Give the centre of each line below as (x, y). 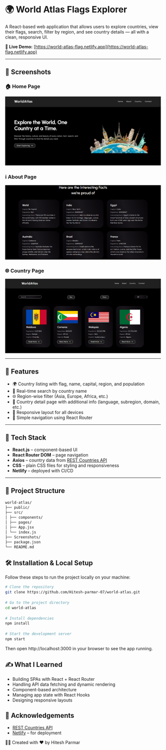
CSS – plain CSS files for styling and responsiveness (66, 465)
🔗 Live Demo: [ (20, 46)
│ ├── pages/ (19, 522)
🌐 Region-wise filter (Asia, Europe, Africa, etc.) (60, 396)
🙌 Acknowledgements (40, 716)
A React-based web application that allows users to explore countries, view (82, 26)
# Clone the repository (30, 587)
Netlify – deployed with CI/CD (43, 470)
